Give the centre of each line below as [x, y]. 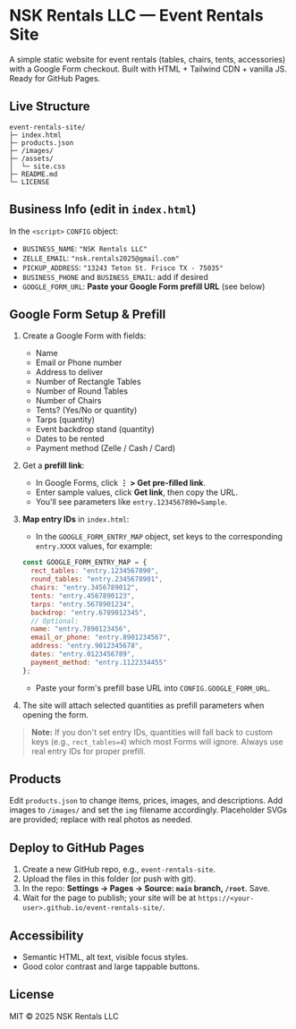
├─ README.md [34, 174]
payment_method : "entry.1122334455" [99, 662]
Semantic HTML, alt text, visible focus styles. [105, 957]
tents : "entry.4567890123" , [83, 596]
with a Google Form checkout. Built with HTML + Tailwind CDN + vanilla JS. [148, 69]
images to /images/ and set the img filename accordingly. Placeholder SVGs [148, 810]
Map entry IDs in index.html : [76, 519]
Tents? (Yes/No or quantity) [86, 410]
